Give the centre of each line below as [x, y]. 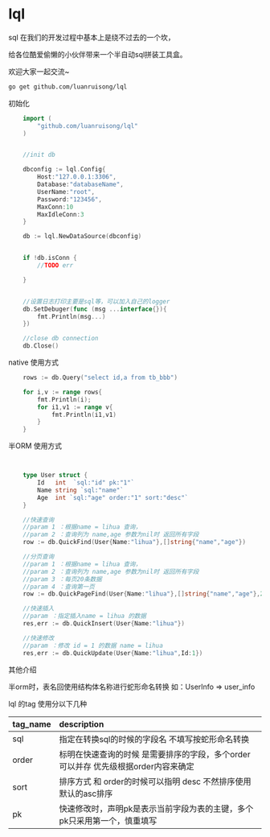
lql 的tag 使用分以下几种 [48, 703]
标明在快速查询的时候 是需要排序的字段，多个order [155, 754]
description [82, 724]
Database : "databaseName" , [81, 185]
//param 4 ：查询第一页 [59, 587]
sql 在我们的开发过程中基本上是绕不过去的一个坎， [92, 37]
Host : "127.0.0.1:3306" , [77, 177]
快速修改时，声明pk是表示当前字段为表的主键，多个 [156, 808]
